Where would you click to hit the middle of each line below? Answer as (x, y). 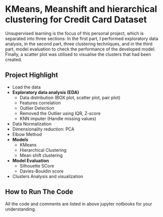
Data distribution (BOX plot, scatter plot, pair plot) (70, 97)
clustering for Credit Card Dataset (76, 20)
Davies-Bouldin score (41, 171)
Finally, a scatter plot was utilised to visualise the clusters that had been (78, 54)
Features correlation (40, 103)
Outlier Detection (37, 108)
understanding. (20, 209)
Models (20, 139)
